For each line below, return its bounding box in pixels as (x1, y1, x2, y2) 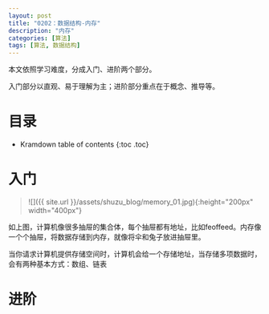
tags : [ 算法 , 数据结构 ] (8, 42, 81, 50)
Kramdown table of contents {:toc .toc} (19, 139, 149, 149)
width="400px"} (27, 206, 83, 215)
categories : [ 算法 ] (8, 34, 71, 42)
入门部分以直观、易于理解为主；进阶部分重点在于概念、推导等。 (8, 82, 219, 91)
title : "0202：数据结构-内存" (8, 19, 101, 27)
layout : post (8, 11, 52, 20)
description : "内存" (8, 26, 75, 34)
